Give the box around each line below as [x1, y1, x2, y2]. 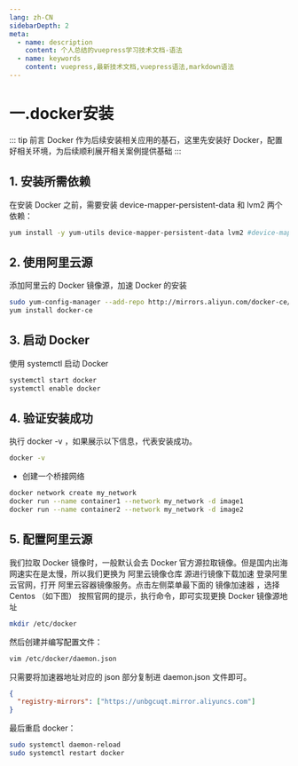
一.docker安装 [9, 104, 114, 124]
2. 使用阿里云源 [9, 255, 93, 270]
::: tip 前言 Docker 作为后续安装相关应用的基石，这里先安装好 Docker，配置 [9, 134, 283, 145]
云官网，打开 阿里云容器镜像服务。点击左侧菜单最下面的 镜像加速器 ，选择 [9, 579, 280, 590]
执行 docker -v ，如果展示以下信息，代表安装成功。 [9, 436, 197, 446]
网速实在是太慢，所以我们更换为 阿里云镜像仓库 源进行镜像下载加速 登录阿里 [9, 568, 288, 579]
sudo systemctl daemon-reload [9, 740, 122, 750]
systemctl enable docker [9, 383, 101, 393]
